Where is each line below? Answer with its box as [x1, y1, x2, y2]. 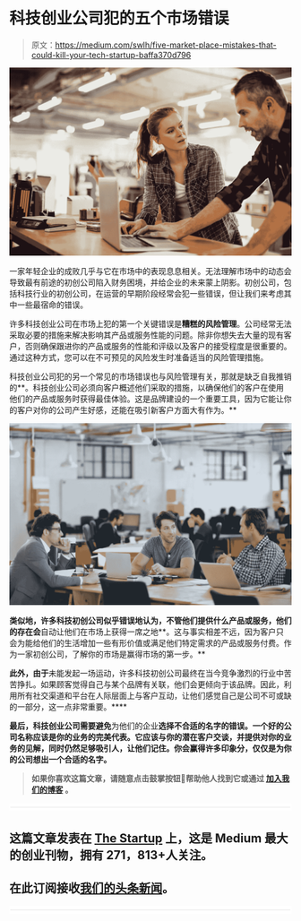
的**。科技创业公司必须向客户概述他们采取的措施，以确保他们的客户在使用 [9, 382, 285, 392]
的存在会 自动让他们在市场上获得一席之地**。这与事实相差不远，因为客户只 [9, 626, 285, 637]
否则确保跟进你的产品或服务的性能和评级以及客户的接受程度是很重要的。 [24, 340, 292, 351]
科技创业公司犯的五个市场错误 [9, 8, 230, 29]
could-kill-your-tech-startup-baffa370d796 [30, 49, 192, 60]
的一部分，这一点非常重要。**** [9, 702, 128, 712]
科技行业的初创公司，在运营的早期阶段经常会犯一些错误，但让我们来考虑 [16, 288, 284, 298]
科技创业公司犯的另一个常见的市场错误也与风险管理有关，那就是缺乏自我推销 [9, 371, 292, 382]
